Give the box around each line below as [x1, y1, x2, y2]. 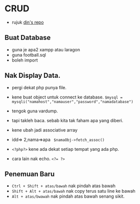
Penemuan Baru [4, 170, 55, 178]
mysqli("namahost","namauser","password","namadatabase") [11, 99, 134, 104]
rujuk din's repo [11, 19, 44, 25]
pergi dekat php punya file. [11, 84, 67, 90]
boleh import [11, 57, 38, 63]
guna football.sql [11, 52, 46, 58]
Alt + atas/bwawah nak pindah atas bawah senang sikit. [11, 193, 125, 200]
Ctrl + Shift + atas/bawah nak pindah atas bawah [11, 183, 116, 189]
